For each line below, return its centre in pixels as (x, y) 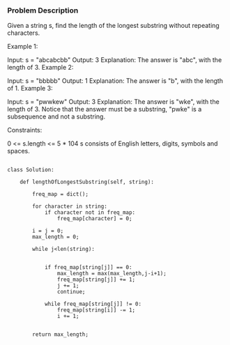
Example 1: (23, 47)
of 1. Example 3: (30, 89)
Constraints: (25, 130)
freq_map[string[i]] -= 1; (96, 310)
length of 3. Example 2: (40, 68)
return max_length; (61, 335)
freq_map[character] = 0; (94, 219)
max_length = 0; (56, 237)
